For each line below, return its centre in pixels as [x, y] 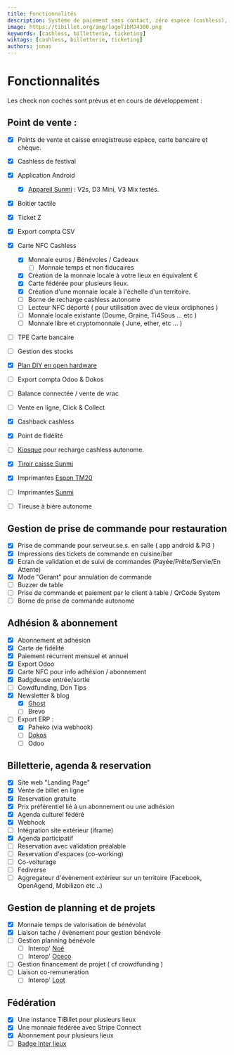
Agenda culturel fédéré [51, 814]
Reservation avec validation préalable [72, 846]
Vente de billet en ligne [51, 790]
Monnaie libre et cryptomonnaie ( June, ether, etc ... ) [105, 323]
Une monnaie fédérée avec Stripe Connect [79, 1028]
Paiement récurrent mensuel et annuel [73, 656]
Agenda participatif [45, 838]
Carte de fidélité [41, 648]
